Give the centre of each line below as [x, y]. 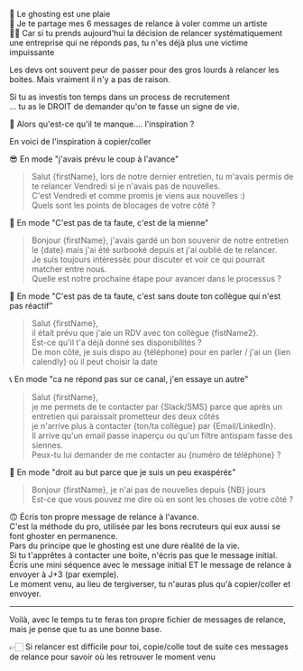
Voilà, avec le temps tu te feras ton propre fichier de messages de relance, [148, 620]
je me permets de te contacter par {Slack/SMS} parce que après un [156, 407]
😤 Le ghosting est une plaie [60, 14]
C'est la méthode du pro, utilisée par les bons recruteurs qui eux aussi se [145, 527]
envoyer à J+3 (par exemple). [64, 574]
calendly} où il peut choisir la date [94, 362]
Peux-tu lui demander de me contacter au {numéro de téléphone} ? [156, 455]
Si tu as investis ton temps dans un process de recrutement [119, 97]
